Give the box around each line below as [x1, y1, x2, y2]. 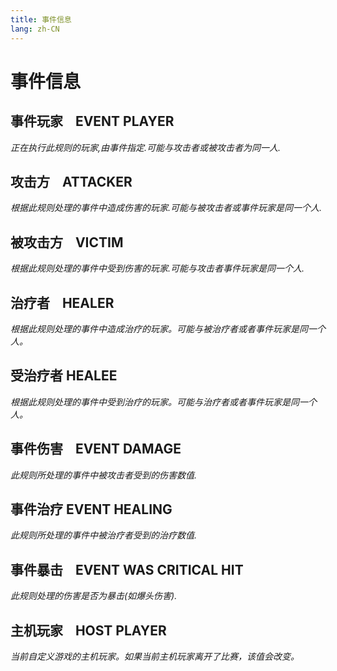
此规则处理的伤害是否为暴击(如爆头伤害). [10, 590, 178, 602]
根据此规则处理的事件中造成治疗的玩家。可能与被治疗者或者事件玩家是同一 [10, 322, 317, 335]
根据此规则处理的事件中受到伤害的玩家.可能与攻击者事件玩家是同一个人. [10, 262, 305, 275]
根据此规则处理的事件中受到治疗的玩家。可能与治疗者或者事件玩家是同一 [10, 396, 308, 408]
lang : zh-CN [10, 24, 60, 34]
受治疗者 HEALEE [10, 367, 118, 385]
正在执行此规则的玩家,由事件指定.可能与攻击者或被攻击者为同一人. [10, 141, 282, 153]
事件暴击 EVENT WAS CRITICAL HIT [10, 561, 244, 578]
